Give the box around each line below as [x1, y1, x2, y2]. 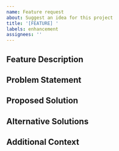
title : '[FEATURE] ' [6, 20, 59, 26]
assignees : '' [6, 32, 43, 38]
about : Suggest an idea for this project [6, 15, 114, 21]
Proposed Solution [6, 96, 78, 106]
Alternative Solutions [6, 116, 89, 127]
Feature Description [6, 54, 84, 65]
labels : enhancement [6, 26, 59, 32]
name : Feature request [6, 9, 64, 15]
